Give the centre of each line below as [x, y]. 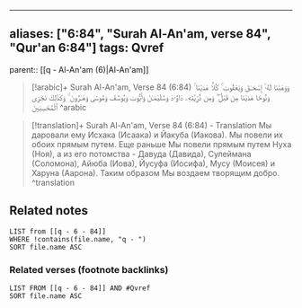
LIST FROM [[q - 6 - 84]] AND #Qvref [80, 288]
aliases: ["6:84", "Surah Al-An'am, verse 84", [140, 34]
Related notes [49, 211]
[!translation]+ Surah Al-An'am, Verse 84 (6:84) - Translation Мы [151, 125]
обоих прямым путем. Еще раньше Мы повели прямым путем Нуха [161, 144]
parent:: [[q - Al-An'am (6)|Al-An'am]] [79, 69]
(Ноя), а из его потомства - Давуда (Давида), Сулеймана [141, 154]
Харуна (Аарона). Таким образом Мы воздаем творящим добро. [155, 172]
